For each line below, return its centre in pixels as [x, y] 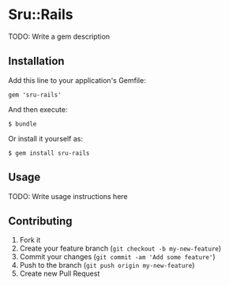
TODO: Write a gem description [59, 36]
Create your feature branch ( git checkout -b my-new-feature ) [120, 248]
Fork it [30, 240]
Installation [36, 61]
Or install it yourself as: [45, 138]
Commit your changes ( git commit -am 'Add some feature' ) [117, 257]
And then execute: [38, 109]
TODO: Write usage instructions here [68, 196]
